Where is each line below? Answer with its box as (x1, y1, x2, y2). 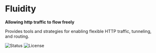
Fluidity (5, 3, 36, 14)
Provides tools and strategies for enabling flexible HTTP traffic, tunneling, (5, 28, 152, 34)
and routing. (5, 33, 30, 39)
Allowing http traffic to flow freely (5, 19, 75, 25)
